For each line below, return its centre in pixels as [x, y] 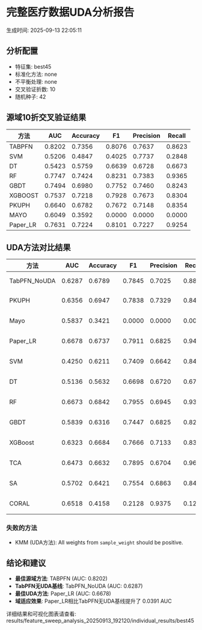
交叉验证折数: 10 [35, 89]
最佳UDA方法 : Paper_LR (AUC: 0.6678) [63, 594]
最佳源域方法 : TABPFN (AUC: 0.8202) [61, 579]
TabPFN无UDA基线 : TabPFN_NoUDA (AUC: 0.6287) [79, 586]
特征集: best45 [33, 66]
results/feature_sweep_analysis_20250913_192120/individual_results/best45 [100, 621]
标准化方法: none [36, 74]
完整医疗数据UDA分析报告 [70, 12]
